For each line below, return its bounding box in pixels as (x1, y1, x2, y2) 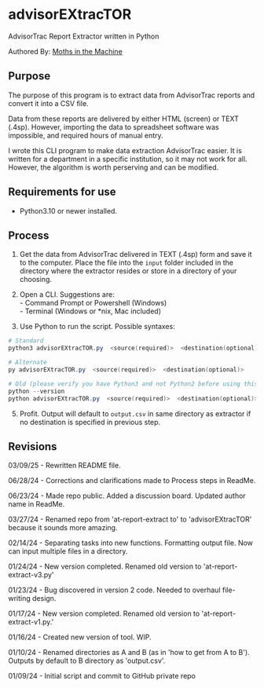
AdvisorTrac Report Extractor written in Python (8, 31, 159, 41)
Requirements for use (8, 185, 116, 199)
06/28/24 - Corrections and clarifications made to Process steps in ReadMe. (8, 476, 256, 485)
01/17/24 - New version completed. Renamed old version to (8, 609, 200, 618)
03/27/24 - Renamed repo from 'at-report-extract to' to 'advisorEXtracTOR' (8, 514, 252, 524)
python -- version (8, 387, 65, 395)
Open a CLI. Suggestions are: (19, 290, 115, 299)
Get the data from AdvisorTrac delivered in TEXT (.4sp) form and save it (19, 250, 252, 259)
